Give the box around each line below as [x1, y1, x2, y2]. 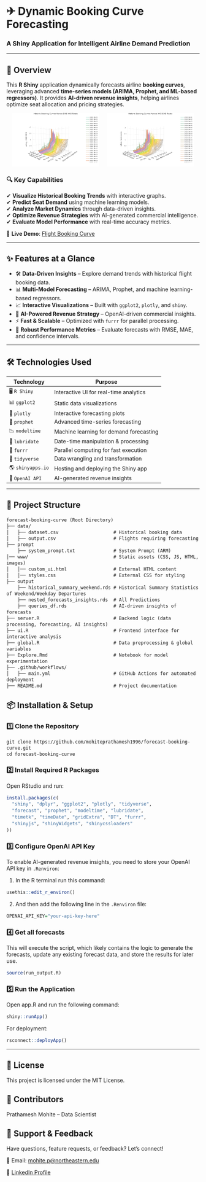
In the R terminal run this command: [15, 877, 105, 884]
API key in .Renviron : [6, 865, 59, 873]
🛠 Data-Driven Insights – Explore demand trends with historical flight [15, 270, 192, 278]
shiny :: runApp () [6, 1014, 48, 1020]
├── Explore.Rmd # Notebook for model [6, 652, 169, 658]
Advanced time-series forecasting [54, 418, 142, 425]
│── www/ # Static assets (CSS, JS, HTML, [6, 554, 199, 560]
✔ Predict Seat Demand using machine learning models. [6, 198, 150, 206]
